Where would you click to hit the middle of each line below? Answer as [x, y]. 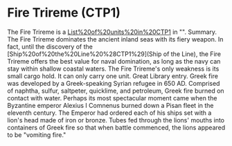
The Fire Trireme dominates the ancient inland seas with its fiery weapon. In [115, 39]
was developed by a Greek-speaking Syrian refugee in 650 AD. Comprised [114, 83]
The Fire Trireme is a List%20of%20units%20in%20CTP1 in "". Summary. [112, 32]
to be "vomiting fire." [37, 135]
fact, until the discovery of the [50, 46]
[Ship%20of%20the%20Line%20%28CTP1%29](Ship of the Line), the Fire [114, 54]
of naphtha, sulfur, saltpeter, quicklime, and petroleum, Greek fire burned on [116, 91]
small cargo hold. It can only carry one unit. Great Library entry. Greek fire [113, 76]
